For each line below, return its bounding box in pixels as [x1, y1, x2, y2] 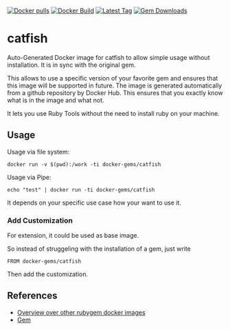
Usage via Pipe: [7, 173, 51, 181]
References [7, 290, 58, 302]
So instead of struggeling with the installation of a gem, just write [7, 245, 191, 253]
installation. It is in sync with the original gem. [7, 61, 136, 69]
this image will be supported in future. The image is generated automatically [7, 81, 222, 90]
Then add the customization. [7, 270, 89, 278]
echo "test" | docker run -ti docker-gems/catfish [7, 186, 155, 193]
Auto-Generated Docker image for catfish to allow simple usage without [7, 53, 210, 61]
